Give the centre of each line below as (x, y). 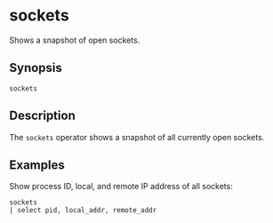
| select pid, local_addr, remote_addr (83, 211)
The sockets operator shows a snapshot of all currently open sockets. (137, 137)
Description (42, 116)
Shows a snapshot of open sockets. (75, 40)
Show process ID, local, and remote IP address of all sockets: (121, 187)
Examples (37, 165)
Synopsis (36, 68)
